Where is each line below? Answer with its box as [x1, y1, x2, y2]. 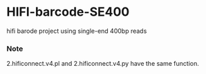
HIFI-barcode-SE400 [6, 4, 130, 20]
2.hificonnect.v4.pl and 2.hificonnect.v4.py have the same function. [6, 60, 200, 68]
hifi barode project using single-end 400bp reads [6, 27, 147, 35]
